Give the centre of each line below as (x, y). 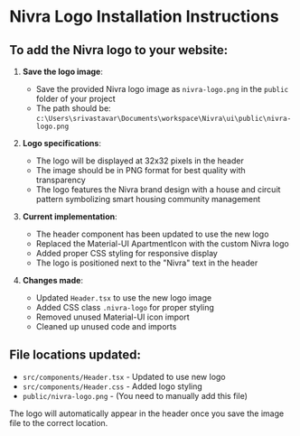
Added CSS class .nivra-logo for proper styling (125, 307)
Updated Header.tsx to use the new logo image (124, 298)
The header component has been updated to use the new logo (152, 234)
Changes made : (53, 280)
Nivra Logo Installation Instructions (144, 17)
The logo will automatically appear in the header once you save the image (147, 413)
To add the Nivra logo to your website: (119, 50)
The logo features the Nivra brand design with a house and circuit (158, 190)
